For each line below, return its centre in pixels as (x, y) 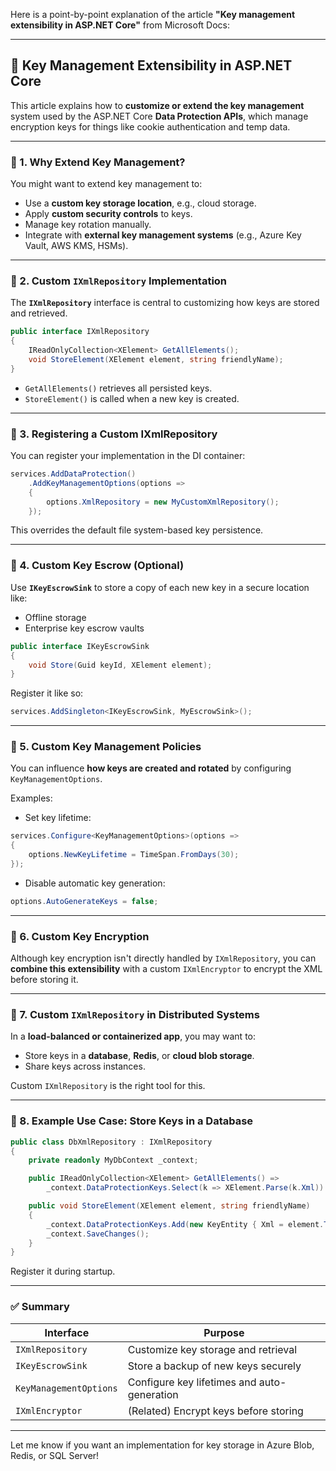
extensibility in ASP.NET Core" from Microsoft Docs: (120, 25)
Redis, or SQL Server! (55, 1455)
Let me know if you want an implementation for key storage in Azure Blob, (162, 1445)
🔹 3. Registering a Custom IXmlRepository (114, 434)
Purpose (224, 1332)
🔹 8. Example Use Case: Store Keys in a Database (132, 1121)
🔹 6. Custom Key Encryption (80, 936)
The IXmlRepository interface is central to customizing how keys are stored (165, 303)
